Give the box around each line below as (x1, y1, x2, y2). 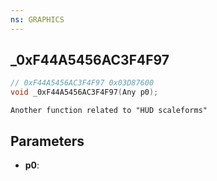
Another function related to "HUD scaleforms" (10, 106, 208, 116)
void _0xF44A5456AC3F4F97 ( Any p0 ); (10, 87, 159, 98)
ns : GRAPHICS (10, 14, 65, 25)
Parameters (10, 132, 85, 150)
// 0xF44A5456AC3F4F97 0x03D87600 (10, 78, 155, 88)
